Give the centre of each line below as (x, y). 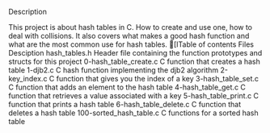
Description (27, 12)
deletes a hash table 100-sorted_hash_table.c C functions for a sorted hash (133, 113)
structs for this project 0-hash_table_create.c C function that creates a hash (135, 61)
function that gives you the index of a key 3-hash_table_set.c (157, 79)
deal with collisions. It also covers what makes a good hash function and (129, 36)
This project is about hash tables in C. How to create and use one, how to (131, 27)
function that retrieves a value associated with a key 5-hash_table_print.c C (134, 96)
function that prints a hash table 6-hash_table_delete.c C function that (125, 104)
